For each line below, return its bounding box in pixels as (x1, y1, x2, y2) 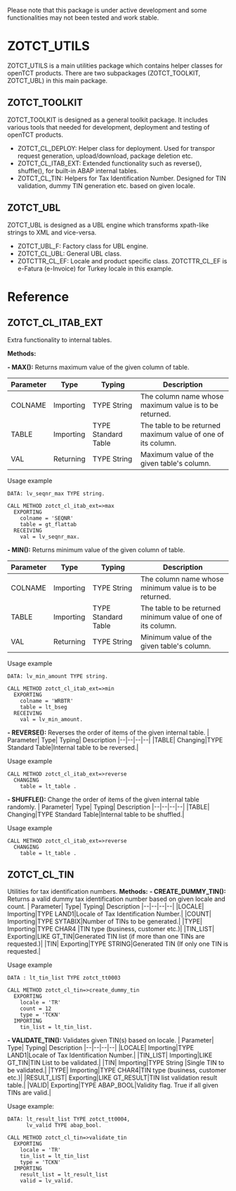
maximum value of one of (140, 429, 225, 439)
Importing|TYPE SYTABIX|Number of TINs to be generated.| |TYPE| (7, 917, 202, 925)
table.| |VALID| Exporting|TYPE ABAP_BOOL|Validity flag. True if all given (7, 1081, 219, 1090)
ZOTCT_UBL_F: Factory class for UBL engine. (17, 242, 149, 250)
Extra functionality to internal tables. (7, 335, 112, 344)
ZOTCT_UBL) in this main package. (7, 76, 107, 85)
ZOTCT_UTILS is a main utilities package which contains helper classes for (7, 61, 223, 70)
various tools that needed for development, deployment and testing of (7, 123, 210, 131)
